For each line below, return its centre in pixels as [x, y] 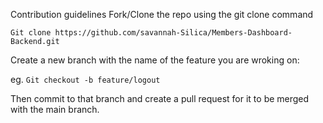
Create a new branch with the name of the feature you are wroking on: [155, 60]
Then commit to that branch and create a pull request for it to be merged [160, 98]
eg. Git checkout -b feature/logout [85, 79]
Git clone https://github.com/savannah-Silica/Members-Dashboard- [151, 33]
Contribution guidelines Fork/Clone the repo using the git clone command [162, 14]
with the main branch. [55, 109]
